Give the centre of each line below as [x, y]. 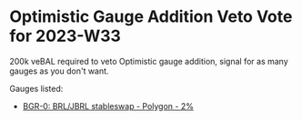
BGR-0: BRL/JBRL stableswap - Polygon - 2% [108, 106]
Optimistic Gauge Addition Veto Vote [151, 17]
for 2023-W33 [65, 36]
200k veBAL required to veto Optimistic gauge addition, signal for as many [149, 61]
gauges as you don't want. [59, 71]
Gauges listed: [36, 88]
